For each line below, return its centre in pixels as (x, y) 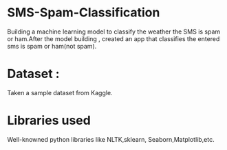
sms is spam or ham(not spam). (52, 46)
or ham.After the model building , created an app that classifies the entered (113, 38)
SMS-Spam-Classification (84, 13)
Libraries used (49, 121)
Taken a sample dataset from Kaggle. (60, 92)
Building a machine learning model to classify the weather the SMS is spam (114, 32)
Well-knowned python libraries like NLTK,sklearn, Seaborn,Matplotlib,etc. (111, 139)
